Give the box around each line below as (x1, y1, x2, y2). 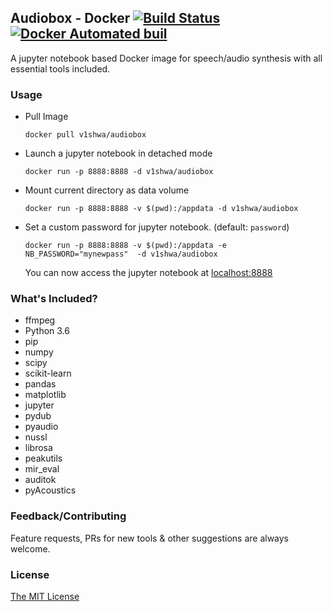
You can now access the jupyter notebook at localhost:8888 (24, 267, 273, 279)
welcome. (10, 542, 51, 555)
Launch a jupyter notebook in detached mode (24, 147, 213, 160)
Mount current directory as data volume (24, 184, 190, 196)
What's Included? (10, 292, 98, 306)
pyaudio (24, 421, 59, 433)
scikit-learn (24, 367, 72, 380)
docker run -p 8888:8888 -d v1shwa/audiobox (24, 167, 214, 177)
